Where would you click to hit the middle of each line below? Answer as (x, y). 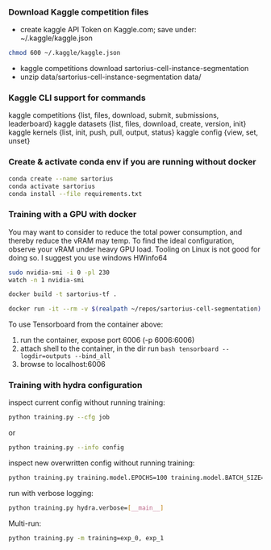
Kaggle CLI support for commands (77, 98)
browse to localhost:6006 (63, 365)
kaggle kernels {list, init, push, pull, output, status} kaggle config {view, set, (133, 132)
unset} (19, 141)
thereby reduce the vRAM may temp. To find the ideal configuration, (121, 240)
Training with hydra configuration (75, 385)
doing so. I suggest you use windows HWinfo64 (88, 257)
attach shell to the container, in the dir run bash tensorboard (119, 348)
